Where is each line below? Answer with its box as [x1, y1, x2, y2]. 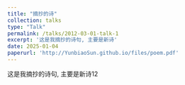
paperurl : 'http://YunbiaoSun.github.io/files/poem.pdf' [7, 50, 179, 57]
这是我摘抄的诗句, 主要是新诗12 [7, 70, 99, 78]
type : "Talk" [7, 23, 46, 30]
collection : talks [7, 17, 62, 24]
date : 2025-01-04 [7, 43, 59, 50]
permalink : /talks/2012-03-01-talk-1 [7, 30, 119, 37]
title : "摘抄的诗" [7, 10, 58, 18]
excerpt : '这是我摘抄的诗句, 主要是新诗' [7, 37, 118, 44]
